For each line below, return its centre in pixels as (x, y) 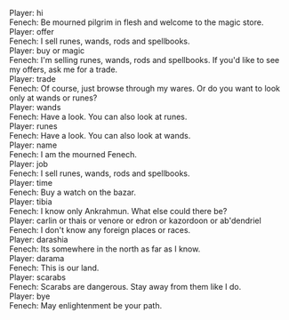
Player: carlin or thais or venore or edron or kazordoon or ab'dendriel (136, 220)
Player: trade (32, 79)
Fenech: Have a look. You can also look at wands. (100, 136)
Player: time (31, 183)
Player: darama (37, 258)
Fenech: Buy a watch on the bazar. (72, 192)
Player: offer (32, 32)
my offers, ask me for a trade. (64, 69)
